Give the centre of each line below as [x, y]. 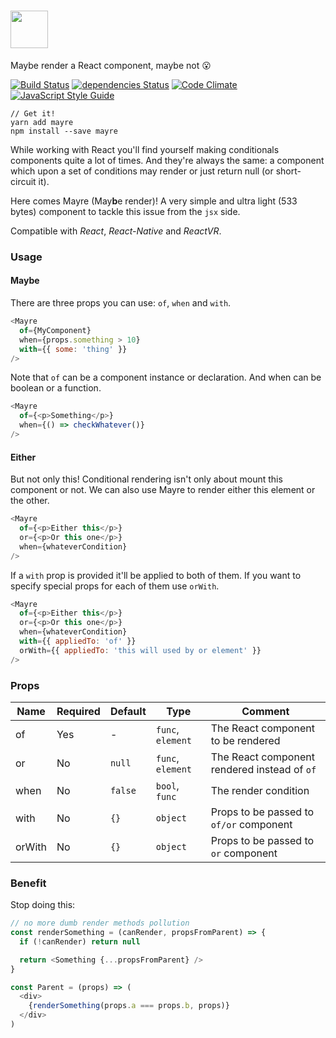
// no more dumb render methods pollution [100, 923]
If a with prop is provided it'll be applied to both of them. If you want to [156, 575]
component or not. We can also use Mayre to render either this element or [163, 490]
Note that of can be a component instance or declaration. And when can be [166, 377]
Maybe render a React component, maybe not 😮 [111, 65]
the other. [30, 501]
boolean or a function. [56, 388]
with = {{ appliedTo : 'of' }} [78, 641]
